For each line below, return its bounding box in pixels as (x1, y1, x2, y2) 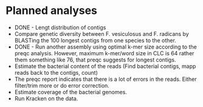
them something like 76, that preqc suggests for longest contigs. (14, 56, 176, 63)
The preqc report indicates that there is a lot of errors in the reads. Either (14, 75, 197, 83)
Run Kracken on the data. (14, 95, 78, 102)
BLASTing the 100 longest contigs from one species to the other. (14, 36, 177, 44)
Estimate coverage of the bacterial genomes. (14, 88, 127, 95)
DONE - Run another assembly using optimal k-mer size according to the (14, 43, 197, 50)
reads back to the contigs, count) (14, 69, 98, 76)
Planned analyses (5, 4, 98, 18)
